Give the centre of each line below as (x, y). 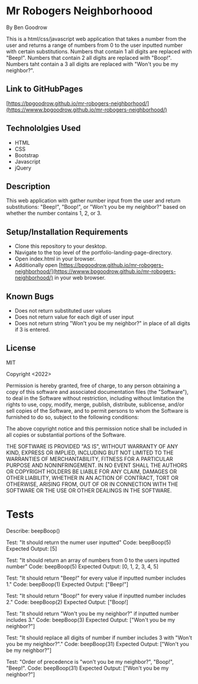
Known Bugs (30, 296)
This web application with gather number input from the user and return (93, 201)
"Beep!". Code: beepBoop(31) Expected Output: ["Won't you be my (87, 668)
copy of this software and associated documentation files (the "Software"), (98, 392)
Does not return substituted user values (63, 311)
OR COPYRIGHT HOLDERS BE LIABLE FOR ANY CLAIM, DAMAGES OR (92, 471)
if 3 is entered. (32, 330)
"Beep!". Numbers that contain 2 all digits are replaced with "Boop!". (89, 58)
